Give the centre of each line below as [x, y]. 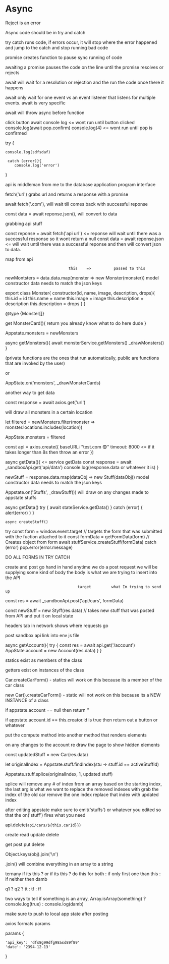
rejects [12, 72]
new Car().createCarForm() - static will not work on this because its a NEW [83, 695]
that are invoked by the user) [35, 363]
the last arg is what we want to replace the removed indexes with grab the [82, 789]
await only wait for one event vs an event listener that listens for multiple [80, 97]
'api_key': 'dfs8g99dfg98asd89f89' [43, 942]
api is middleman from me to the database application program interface [80, 184]
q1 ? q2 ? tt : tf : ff [23, 889]
